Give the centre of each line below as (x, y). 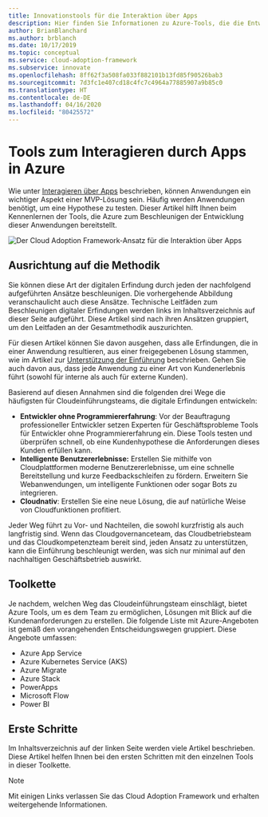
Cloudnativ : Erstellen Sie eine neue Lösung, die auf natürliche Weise (133, 501)
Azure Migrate (43, 670)
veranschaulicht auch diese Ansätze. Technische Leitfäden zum (113, 301)
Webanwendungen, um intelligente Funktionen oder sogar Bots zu (128, 484)
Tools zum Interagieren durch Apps (128, 152)
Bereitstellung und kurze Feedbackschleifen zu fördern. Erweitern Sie (134, 476)
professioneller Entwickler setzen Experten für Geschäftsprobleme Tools (139, 424)
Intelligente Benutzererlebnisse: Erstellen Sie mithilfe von (116, 458)
